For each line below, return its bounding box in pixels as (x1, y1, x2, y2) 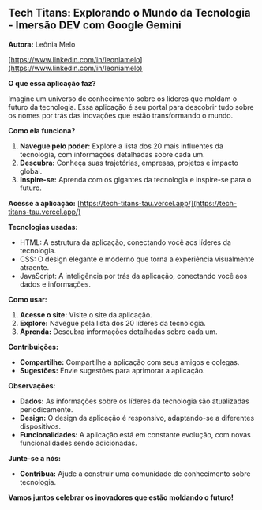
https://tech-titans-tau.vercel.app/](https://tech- (80, 198, 238, 208)
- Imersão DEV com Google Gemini (8, 19, 182, 32)
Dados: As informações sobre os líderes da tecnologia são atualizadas (19, 396, 250, 406)
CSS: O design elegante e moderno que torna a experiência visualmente (19, 254, 255, 264)
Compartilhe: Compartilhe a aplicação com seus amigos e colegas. (19, 357, 240, 366)
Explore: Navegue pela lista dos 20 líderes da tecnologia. (19, 318, 207, 328)
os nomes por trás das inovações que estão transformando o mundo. (8, 111, 234, 120)
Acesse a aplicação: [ (8, 198, 80, 208)
